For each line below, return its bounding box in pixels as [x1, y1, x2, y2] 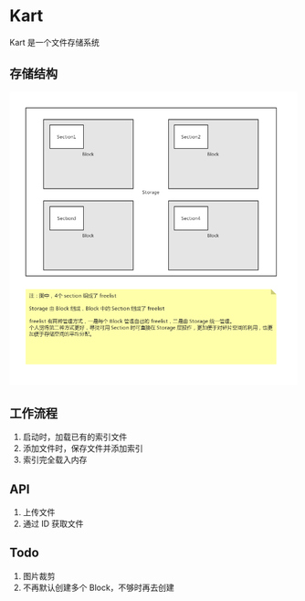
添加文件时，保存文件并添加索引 [22, 443, 143, 454]
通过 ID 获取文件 [22, 518, 84, 529]
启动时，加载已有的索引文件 [22, 431, 128, 443]
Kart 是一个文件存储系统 [9, 37, 100, 47]
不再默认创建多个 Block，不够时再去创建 [22, 582, 175, 593]
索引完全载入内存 [22, 454, 88, 466]
